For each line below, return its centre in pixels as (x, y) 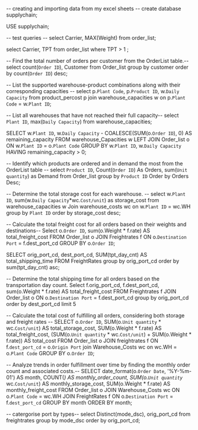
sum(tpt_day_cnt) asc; (33, 267)
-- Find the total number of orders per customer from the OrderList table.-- (98, 61)
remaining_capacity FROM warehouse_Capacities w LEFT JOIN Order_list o (98, 139)
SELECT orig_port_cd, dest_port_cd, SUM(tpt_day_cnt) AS (77, 255)
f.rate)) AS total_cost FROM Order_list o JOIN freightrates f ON (82, 341)
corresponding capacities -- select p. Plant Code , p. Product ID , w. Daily (93, 91)
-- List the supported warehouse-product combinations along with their (93, 85)
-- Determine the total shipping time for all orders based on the (83, 279)
